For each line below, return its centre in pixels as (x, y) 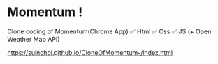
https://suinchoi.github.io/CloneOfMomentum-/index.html (90, 52)
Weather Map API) (34, 39)
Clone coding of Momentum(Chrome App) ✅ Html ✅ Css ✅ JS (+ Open (109, 31)
